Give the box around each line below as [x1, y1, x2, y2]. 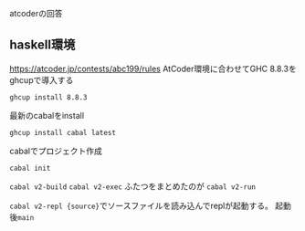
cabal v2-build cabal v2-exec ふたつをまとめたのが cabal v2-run [9, 181, 257, 192]
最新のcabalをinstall [9, 110, 85, 121]
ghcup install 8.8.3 [9, 92, 89, 102]
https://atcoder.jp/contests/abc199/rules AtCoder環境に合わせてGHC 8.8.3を [9, 63, 297, 74]
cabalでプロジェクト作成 [9, 145, 102, 156]
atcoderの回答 [9, 8, 63, 18]
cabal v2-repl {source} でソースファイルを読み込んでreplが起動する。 [9, 200, 274, 211]
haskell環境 [9, 37, 76, 53]
